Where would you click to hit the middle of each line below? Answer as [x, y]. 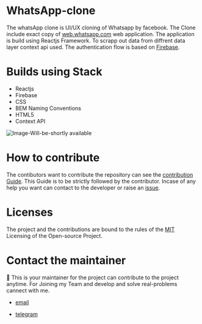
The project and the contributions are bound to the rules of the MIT [91, 229]
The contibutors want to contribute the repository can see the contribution [100, 174]
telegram [26, 314]
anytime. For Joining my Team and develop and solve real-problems [92, 284]
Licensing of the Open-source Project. [54, 235]
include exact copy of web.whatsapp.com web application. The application [101, 34]
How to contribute [53, 158]
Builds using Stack [54, 72]
